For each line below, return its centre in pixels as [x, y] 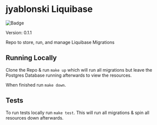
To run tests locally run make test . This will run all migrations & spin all [78, 113]
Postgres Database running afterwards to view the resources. [69, 75]
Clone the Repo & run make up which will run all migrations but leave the [79, 70]
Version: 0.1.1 [19, 32]
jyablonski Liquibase [49, 9]
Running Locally [31, 58]
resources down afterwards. [35, 118]
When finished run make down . [36, 85]
